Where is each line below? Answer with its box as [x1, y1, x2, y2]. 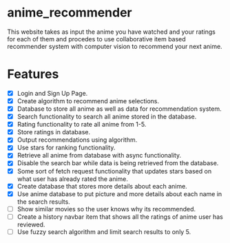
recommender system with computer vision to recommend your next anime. [7, 42, 222, 50]
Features [7, 67, 59, 82]
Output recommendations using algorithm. [17, 136, 138, 144]
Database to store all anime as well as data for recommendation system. [17, 105, 222, 113]
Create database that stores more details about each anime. [17, 182, 187, 190]
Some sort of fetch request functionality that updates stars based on [17, 167, 212, 175]
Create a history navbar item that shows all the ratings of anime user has [17, 212, 224, 221]
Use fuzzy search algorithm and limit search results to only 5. [17, 227, 191, 235]
